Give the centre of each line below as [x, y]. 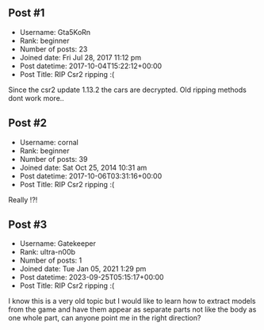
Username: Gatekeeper [58, 244]
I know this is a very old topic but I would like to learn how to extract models [132, 301]
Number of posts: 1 [51, 260]
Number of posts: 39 [54, 159]
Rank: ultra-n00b [48, 252]
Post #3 [28, 225]
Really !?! [23, 200]
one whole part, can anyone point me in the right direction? [105, 318]
